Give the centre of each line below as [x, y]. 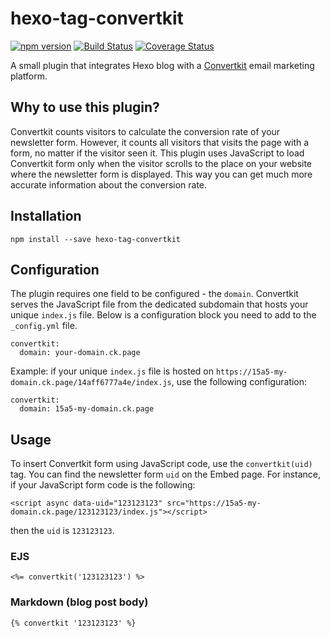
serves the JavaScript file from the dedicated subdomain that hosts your [159, 304]
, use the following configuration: [239, 382]
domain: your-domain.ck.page [80, 353]
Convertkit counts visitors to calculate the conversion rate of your [145, 131]
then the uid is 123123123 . [62, 531]
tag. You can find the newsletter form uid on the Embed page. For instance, [165, 474]
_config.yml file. [44, 326]
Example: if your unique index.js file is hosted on [112, 371]
